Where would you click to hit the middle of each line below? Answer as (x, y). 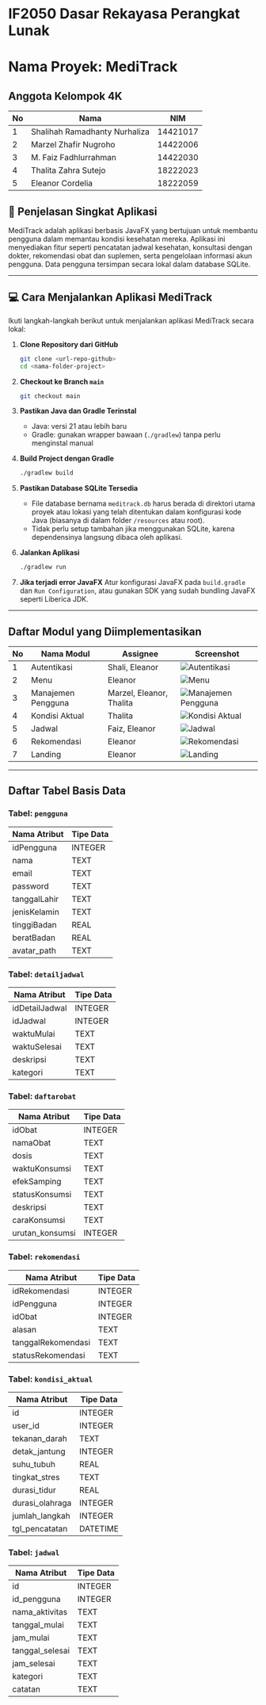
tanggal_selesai (41, 1651)
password (30, 886)
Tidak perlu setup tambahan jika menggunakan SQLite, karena (133, 529)
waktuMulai (34, 1034)
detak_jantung (39, 1451)
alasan (25, 1329)
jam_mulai (31, 1638)
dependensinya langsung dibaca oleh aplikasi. (107, 537)
